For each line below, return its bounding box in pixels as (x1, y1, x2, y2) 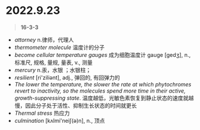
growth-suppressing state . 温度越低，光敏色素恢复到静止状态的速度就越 (14, 94, 195, 102)
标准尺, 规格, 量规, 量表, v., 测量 (14, 59, 93, 66)
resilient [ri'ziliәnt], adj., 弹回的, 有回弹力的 (14, 74, 121, 81)
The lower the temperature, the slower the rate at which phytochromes (14, 80, 192, 88)
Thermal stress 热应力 (14, 109, 70, 117)
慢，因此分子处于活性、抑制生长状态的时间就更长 (14, 102, 137, 109)
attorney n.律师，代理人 (14, 36, 74, 43)
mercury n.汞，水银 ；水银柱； (14, 66, 92, 73)
